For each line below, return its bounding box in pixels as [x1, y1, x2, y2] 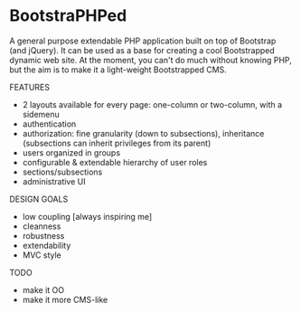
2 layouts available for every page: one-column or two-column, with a [22, 99, 283, 109]
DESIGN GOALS [9, 194, 69, 204]
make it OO [22, 284, 65, 295]
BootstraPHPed [9, 5, 127, 26]
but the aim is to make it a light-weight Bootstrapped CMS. [9, 64, 228, 75]
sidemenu [22, 109, 61, 119]
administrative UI [22, 175, 86, 186]
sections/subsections [22, 166, 103, 177]
